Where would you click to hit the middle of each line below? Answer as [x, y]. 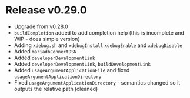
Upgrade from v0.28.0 [41, 26]
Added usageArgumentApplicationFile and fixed [72, 70]
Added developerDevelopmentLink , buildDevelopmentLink [82, 64]
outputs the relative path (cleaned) [56, 89]
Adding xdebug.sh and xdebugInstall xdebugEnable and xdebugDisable [98, 45]
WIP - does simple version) [47, 39]
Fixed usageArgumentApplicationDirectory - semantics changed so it [97, 82]
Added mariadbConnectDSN [45, 51]
